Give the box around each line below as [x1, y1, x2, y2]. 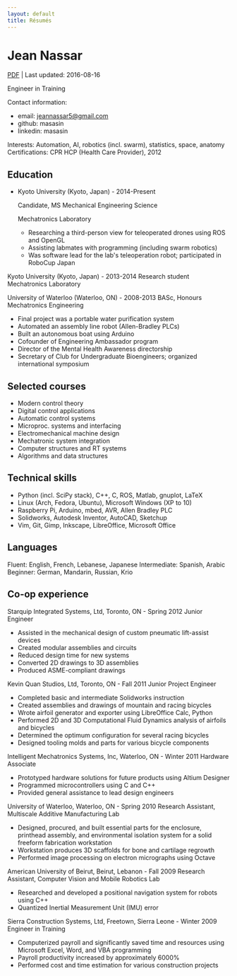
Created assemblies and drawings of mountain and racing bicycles [17, 701, 212, 709]
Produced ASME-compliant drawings [17, 666, 126, 674]
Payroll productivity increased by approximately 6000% [17, 953, 180, 962]
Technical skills [7, 472, 78, 484]
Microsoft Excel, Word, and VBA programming [17, 946, 152, 954]
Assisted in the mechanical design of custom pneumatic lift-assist [17, 628, 209, 637]
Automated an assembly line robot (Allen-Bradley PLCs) [17, 323, 180, 331]
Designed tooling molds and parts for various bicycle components [17, 738, 209, 747]
